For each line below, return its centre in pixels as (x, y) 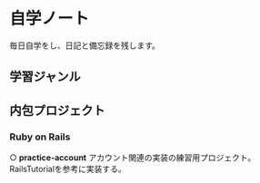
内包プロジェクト (57, 110)
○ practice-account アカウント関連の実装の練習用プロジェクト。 (133, 158)
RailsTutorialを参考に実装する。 (68, 169)
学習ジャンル (45, 77)
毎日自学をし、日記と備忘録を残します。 (85, 45)
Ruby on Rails (40, 137)
